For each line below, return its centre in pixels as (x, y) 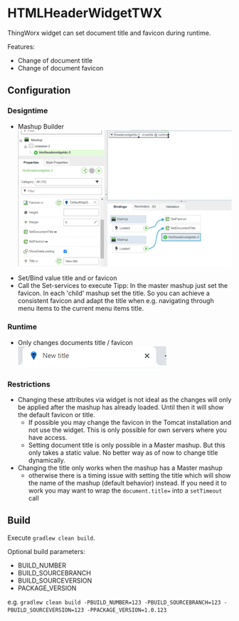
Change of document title (55, 60)
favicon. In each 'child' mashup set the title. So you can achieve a (113, 293)
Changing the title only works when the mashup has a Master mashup (120, 468)
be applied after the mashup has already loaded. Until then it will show (121, 407)
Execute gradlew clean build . (51, 538)
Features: (21, 46)
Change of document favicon (60, 68)
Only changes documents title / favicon (75, 342)
